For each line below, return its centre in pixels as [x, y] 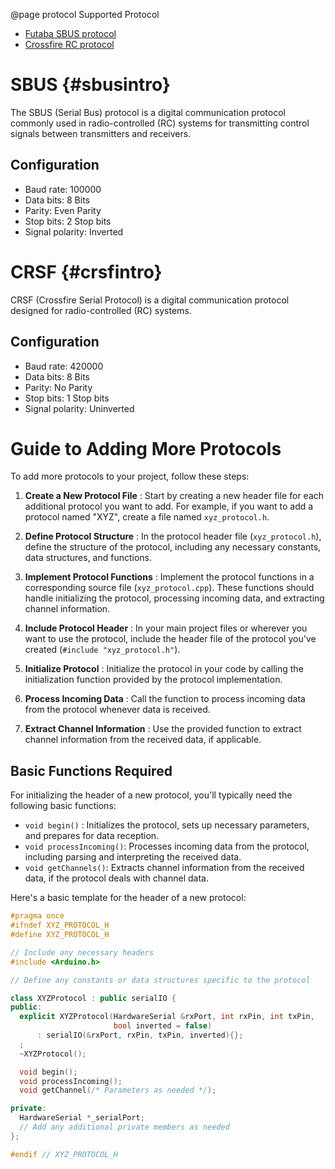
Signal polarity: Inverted [74, 231]
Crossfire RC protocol [69, 44]
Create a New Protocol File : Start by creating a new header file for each [174, 496]
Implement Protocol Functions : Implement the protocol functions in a [169, 577]
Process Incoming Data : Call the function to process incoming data [165, 699]
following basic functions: [63, 806]
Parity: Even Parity [63, 210]
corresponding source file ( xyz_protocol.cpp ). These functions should [169, 588]
